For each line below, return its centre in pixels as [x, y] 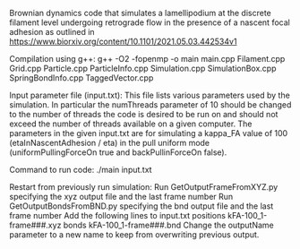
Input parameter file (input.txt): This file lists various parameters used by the [150, 95]
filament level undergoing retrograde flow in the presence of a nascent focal [150, 22]
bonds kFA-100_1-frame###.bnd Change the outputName [169, 225]
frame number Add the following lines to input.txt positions [118, 215]
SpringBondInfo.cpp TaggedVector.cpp [81, 78]
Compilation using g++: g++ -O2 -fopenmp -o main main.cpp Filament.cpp [147, 59]
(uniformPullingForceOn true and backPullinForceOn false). [118, 152]
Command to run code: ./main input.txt [81, 170]
